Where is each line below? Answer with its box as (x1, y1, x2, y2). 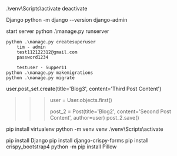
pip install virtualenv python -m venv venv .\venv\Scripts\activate (6, 126, 163, 133)
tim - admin (16, 44, 46, 50)
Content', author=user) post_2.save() (49, 114, 139, 121)
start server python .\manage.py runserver (6, 28, 109, 35)
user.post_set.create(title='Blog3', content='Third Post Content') (6, 85, 162, 92)
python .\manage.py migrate (6, 75, 75, 81)
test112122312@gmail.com (16, 49, 78, 55)
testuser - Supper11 (16, 65, 67, 70)
